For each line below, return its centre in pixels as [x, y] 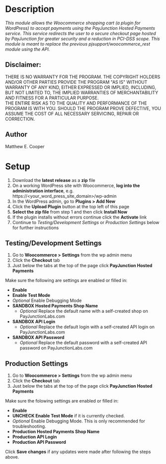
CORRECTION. [20, 119]
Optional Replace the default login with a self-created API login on [87, 327]
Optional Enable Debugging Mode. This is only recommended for [79, 421]
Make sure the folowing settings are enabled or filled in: [62, 401]
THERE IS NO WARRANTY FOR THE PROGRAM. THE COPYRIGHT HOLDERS [83, 77]
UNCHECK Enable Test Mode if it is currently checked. [68, 416]
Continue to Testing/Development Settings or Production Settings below [86, 222]
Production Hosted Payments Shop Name [56, 432]
